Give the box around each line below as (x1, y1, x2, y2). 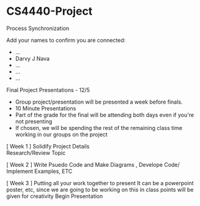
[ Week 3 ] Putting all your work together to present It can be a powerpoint (6, 179, 194, 186)
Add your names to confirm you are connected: (6, 36, 126, 44)
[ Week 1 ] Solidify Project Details (6, 142, 90, 150)
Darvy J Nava (15, 55, 50, 62)
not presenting (15, 118, 53, 125)
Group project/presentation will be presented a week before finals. (15, 98, 183, 105)
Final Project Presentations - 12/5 (6, 86, 90, 93)
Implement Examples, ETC (6, 167, 73, 175)
